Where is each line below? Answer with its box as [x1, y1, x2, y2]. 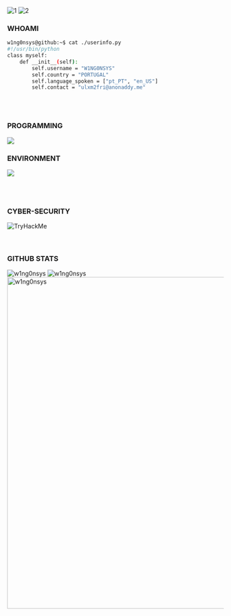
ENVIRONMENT [7, 153, 60, 163]
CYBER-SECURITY [7, 206, 71, 216]
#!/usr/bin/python [7, 45, 60, 53]
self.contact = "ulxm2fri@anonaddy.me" [32, 84, 146, 91]
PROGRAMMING [7, 121, 63, 131]
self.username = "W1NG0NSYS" [32, 65, 115, 72]
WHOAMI [7, 23, 39, 33]
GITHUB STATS [7, 254, 59, 264]
